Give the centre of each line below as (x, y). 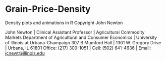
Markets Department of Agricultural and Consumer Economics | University (81, 37)
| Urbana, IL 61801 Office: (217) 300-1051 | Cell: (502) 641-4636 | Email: (78, 48)
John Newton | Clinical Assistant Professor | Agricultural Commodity (75, 32)
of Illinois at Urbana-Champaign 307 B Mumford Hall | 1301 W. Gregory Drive (83, 42)
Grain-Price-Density (48, 9)
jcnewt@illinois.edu (25, 53)
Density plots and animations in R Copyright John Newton (64, 23)
